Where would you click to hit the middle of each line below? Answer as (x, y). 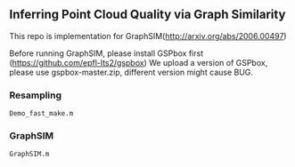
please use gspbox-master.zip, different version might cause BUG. (131, 72)
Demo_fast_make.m (41, 114)
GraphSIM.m (29, 155)
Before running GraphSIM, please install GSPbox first (106, 53)
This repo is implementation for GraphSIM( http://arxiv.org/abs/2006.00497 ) (148, 36)
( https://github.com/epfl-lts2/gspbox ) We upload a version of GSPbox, (139, 62)
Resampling (36, 95)
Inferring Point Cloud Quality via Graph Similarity (147, 15)
